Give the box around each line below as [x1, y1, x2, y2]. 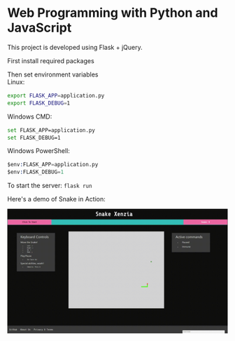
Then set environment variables [7, 70, 99, 79]
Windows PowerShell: [7, 147, 70, 155]
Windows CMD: [7, 112, 52, 121]
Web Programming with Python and [7, 5, 218, 21]
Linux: [7, 77, 25, 86]
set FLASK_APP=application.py [7, 126, 96, 134]
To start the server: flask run [7, 181, 92, 190]
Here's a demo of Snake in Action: [7, 195, 106, 203]
